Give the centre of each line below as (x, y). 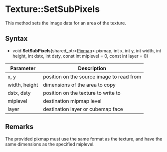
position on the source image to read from (92, 77)
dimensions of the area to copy (79, 85)
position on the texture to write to (82, 93)
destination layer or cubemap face (83, 109)
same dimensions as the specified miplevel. (50, 144)
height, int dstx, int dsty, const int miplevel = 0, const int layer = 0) (80, 56)
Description (92, 68)
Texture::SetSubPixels (53, 9)
